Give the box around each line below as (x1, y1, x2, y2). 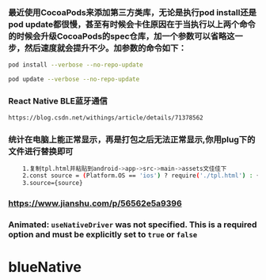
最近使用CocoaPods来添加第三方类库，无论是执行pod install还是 (8, 6, 257, 17)
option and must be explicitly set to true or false (8, 229, 198, 240)
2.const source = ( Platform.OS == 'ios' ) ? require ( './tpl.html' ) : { (22, 172, 260, 180)
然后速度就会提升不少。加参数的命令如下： (24, 42, 187, 53)
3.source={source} (22, 180, 83, 187)
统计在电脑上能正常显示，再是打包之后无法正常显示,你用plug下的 (8, 134, 256, 146)
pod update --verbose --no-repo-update (8, 75, 140, 84)
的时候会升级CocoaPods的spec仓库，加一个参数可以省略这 (8, 30, 235, 41)
